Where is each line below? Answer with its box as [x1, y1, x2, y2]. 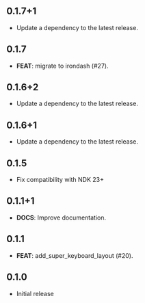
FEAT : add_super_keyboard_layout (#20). [16, 251, 133, 259]
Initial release [16, 289, 54, 298]
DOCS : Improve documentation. [16, 213, 107, 222]
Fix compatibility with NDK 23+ [16, 176, 104, 184]
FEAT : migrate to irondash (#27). [16, 62, 109, 70]
